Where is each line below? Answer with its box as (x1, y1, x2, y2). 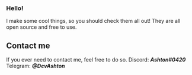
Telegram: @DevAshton (6, 63, 65, 70)
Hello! (6, 4, 24, 12)
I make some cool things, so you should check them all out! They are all (6, 18, 181, 25)
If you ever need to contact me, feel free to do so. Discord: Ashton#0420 (6, 56, 186, 63)
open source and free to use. (6, 23, 77, 30)
